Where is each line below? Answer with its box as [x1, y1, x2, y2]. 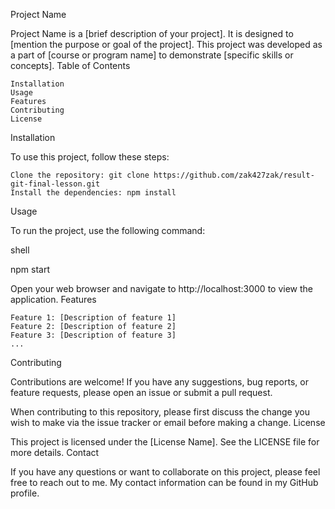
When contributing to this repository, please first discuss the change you [10, 406, 310, 418]
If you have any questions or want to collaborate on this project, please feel [10, 466, 321, 478]
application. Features [10, 294, 97, 305]
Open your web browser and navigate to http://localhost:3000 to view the [10, 283, 313, 294]
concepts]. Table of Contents [10, 60, 131, 71]
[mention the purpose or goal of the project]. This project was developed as [10, 39, 323, 50]
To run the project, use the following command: [10, 225, 206, 236]
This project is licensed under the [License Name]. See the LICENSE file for [10, 436, 320, 448]
